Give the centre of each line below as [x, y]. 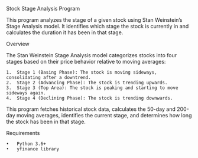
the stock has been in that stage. [46, 121]
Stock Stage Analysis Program [43, 9]
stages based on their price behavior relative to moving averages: [86, 62]
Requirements [23, 133]
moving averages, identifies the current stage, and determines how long [104, 115]
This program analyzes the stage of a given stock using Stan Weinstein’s [94, 20]
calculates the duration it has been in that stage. [65, 32]
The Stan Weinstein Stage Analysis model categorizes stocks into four [92, 55]
